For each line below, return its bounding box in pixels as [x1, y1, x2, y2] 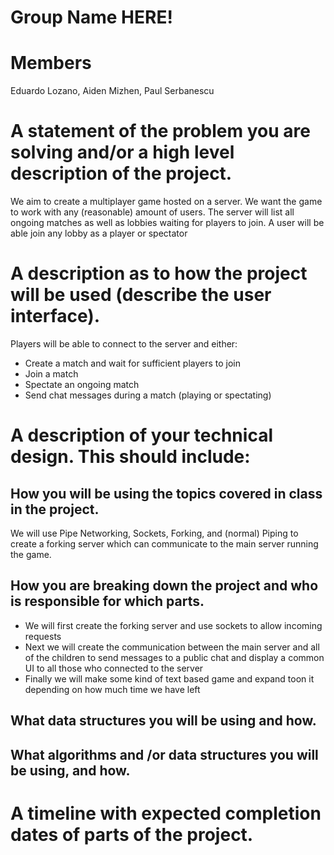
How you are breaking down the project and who [10, 577, 319, 595]
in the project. [10, 501, 100, 518]
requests [24, 630, 62, 642]
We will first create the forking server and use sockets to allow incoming [24, 619, 323, 631]
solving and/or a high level [10, 141, 235, 164]
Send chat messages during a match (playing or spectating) [24, 389, 272, 401]
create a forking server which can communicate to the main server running [10, 538, 319, 550]
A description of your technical [10, 424, 273, 447]
